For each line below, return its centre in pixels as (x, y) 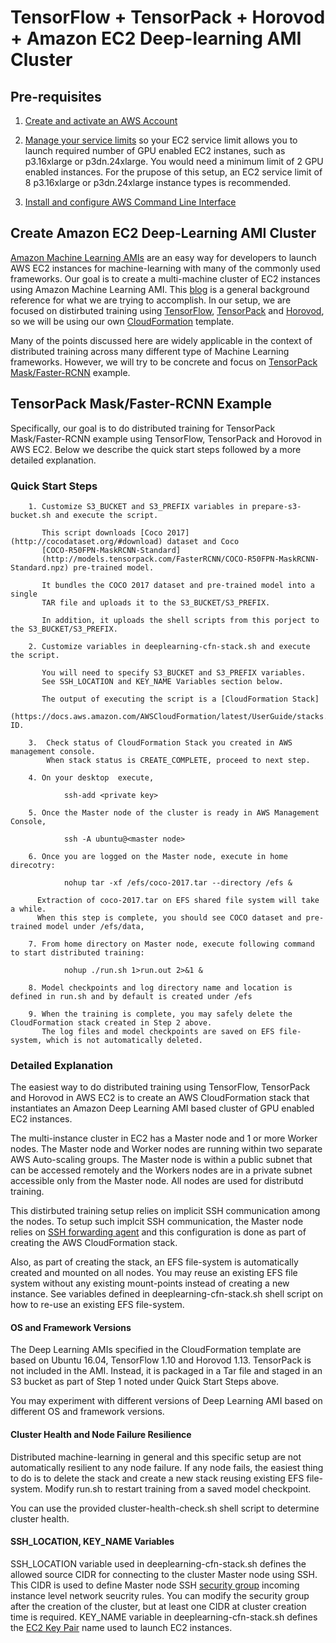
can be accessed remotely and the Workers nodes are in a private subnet (161, 1170)
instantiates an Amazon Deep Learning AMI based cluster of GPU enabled (162, 1108)
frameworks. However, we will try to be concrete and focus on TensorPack (164, 362)
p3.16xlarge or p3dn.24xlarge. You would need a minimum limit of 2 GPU (174, 161)
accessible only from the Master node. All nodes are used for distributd (157, 1181)
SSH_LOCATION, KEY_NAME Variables (92, 1542)
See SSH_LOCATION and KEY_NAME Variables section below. (162, 681)
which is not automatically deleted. (124, 1040)
